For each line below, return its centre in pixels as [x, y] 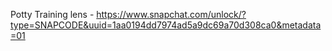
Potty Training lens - [52, 14]
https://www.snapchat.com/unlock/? [171, 14]
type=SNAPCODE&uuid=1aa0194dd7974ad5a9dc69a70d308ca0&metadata [166, 25]
